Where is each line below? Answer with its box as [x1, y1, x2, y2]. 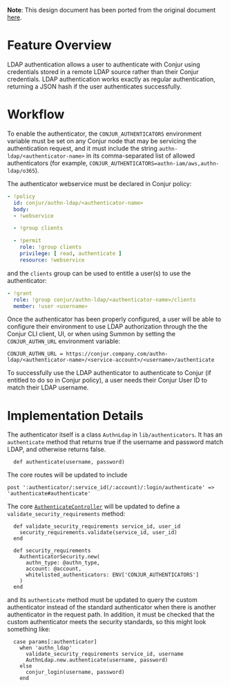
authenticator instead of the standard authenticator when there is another [7, 603, 216, 612]
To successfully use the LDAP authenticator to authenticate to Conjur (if [7, 369, 212, 377]
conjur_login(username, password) [25, 669, 126, 676]
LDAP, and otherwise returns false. [7, 446, 106, 454]
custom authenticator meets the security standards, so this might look [7, 618, 207, 626]
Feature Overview [7, 37, 112, 53]
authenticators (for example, [7, 158, 88, 167]
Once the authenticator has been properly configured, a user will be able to [7, 315, 222, 324]
